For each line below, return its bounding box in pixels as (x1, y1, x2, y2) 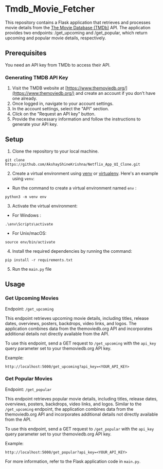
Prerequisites (5, 49, 47, 57)
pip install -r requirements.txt (5, 258, 73, 262)
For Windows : (12, 212, 41, 218)
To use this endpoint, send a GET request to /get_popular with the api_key (5, 426, 154, 432)
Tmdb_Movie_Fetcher (5, 3, 95, 15)
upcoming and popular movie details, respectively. (5, 35, 106, 41)
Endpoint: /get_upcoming (5, 306, 54, 312)
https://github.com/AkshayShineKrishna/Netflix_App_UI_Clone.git (5, 162, 140, 167)
